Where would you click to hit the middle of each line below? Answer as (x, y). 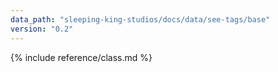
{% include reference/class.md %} (81, 57)
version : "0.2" (42, 29)
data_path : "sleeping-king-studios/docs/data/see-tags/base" (140, 19)
